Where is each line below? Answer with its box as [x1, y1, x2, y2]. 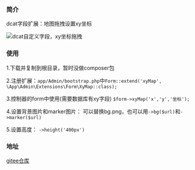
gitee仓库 [6, 157, 30, 164]
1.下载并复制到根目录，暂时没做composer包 [6, 64, 115, 71]
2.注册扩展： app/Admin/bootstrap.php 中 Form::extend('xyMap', [6, 77, 162, 84]
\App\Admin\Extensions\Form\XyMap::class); [6, 83, 118, 90]
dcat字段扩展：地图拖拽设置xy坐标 [6, 20, 92, 28]
